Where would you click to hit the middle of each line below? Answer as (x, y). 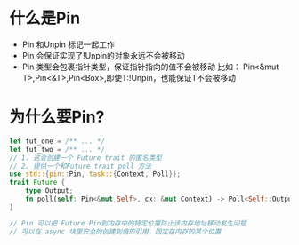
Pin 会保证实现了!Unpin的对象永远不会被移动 (103, 55)
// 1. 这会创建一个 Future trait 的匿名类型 (85, 158)
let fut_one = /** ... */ (57, 141)
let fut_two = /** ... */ (57, 149)
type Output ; (49, 191)
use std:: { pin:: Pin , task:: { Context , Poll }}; (95, 174)
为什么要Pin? (57, 117)
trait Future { (37, 183)
